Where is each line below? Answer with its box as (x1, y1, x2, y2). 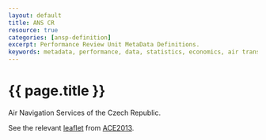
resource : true (8, 26, 59, 34)
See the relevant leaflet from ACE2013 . (8, 123, 135, 132)
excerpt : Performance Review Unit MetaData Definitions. (8, 41, 200, 49)
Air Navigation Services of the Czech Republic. (8, 108, 161, 117)
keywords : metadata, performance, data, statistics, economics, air (8, 48, 239, 56)
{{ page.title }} (8, 82, 106, 100)
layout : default (8, 11, 62, 20)
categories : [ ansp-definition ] (8, 33, 112, 42)
